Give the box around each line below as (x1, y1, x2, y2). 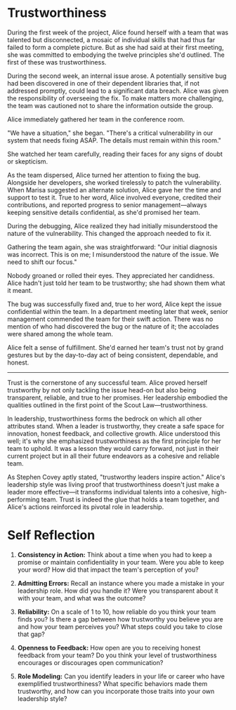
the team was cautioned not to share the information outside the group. (7, 101, 214, 110)
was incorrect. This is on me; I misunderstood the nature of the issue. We (7, 250, 219, 258)
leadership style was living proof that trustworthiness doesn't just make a (7, 480, 220, 489)
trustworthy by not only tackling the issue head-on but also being (7, 386, 197, 394)
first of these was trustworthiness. (7, 58, 107, 66)
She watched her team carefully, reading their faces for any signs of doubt (7, 150, 223, 158)
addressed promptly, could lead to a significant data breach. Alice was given (7, 86, 229, 95)
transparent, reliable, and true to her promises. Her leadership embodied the (7, 393, 228, 402)
